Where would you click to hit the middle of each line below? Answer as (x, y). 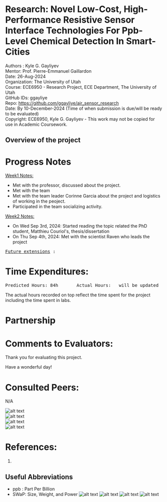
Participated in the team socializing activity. (57, 207)
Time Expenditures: (47, 272)
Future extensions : (31, 252)
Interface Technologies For (63, 31)
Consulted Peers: (42, 387)
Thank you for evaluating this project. (44, 358)
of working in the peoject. (39, 201)
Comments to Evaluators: (59, 343)
